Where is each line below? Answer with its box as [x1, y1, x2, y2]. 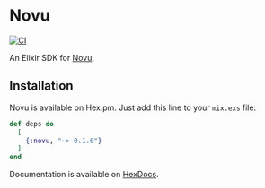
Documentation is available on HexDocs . [9, 169, 159, 180]
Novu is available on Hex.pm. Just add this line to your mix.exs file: [9, 102, 257, 113]
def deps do [9, 119, 54, 128]
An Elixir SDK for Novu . [9, 52, 94, 63]
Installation [9, 78, 74, 94]
